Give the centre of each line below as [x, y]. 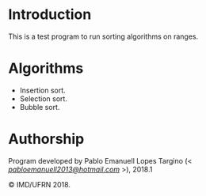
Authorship [46, 139]
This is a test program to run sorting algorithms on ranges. [103, 36]
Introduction [50, 15]
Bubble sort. [40, 107]
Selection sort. [43, 98]
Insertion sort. [42, 90]
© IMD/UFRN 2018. [40, 184]
